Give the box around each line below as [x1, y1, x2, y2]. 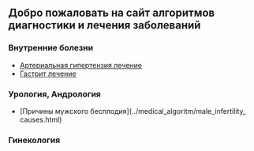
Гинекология [8, 134, 61, 145]
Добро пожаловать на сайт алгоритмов [8, 6, 215, 20]
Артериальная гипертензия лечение [19, 60, 143, 70]
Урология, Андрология [8, 89, 101, 100]
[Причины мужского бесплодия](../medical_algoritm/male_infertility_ [19, 106, 246, 115]
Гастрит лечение [19, 69, 77, 78]
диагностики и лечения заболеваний [8, 19, 201, 32]
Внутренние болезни [8, 43, 93, 54]
